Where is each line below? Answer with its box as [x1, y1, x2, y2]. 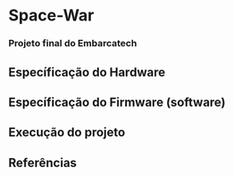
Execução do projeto [8, 125, 126, 140]
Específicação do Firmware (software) [8, 94, 226, 109]
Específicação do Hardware [8, 64, 166, 80]
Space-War [8, 5, 95, 26]
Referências [8, 155, 78, 170]
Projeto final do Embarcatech [8, 37, 138, 50]
